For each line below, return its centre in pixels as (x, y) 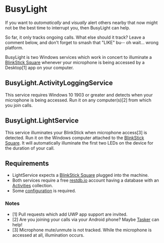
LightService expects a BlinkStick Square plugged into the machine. (81, 175)
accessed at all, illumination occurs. (48, 235)
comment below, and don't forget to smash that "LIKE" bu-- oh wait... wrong (82, 42)
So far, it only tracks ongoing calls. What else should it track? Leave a (75, 37)
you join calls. (19, 105)
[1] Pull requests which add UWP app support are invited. (70, 214)
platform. (14, 48)
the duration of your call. (30, 148)
